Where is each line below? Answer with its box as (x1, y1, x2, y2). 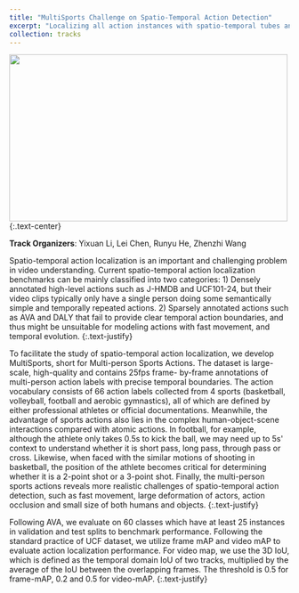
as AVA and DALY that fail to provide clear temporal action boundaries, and (9, 313, 284, 323)
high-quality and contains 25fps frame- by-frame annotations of (32, 367, 269, 378)
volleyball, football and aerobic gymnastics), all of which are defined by (9, 395, 271, 406)
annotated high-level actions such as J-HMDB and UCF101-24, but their (9, 284, 271, 295)
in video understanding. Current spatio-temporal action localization (9, 264, 255, 276)
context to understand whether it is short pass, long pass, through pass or (9, 443, 281, 454)
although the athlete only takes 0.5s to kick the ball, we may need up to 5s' (9, 434, 284, 444)
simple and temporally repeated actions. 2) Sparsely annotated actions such (9, 303, 289, 313)
